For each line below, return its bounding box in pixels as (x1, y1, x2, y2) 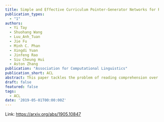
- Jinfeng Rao (9, 52, 38, 58)
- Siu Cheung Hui (9, 57, 45, 62)
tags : (5, 89, 16, 94)
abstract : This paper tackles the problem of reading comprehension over (5, 75, 159, 80)
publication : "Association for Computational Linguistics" (5, 66, 128, 71)
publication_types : (5, 12, 45, 17)
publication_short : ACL (5, 71, 54, 76)
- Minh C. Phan (9, 43, 41, 48)
